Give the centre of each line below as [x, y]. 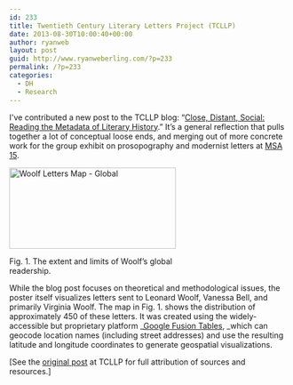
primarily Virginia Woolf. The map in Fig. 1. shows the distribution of [132, 307]
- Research [37, 92]
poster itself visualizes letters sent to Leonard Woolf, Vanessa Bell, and [139, 297]
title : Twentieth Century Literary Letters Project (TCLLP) [123, 26]
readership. [30, 270]
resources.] [30, 371]
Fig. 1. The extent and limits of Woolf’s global [91, 261]
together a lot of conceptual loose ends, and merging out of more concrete [146, 136]
